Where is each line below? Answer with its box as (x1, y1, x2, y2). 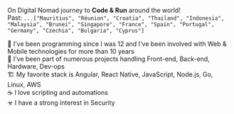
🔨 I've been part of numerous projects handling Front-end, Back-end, (7, 55, 210, 63)
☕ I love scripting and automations (7, 89, 109, 96)
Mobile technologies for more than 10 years (7, 47, 135, 55)
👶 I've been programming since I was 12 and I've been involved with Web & (7, 40, 227, 48)
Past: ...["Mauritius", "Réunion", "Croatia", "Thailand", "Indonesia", (7, 13, 225, 22)
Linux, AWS (7, 81, 41, 89)
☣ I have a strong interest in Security (7, 98, 115, 107)
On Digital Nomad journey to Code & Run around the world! (7, 6, 181, 14)
